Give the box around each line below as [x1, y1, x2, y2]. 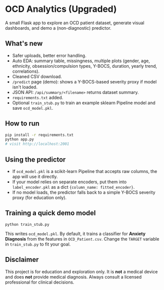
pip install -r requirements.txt [5, 132, 74, 137]
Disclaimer [5, 255, 39, 264]
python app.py [5, 137, 34, 142]
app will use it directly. [12, 174, 58, 179]
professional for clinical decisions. [5, 279, 75, 285]
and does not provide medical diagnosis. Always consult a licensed [5, 274, 142, 280]
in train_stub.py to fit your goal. [5, 241, 71, 247]
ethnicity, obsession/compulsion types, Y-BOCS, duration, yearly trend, [12, 63, 158, 69]
